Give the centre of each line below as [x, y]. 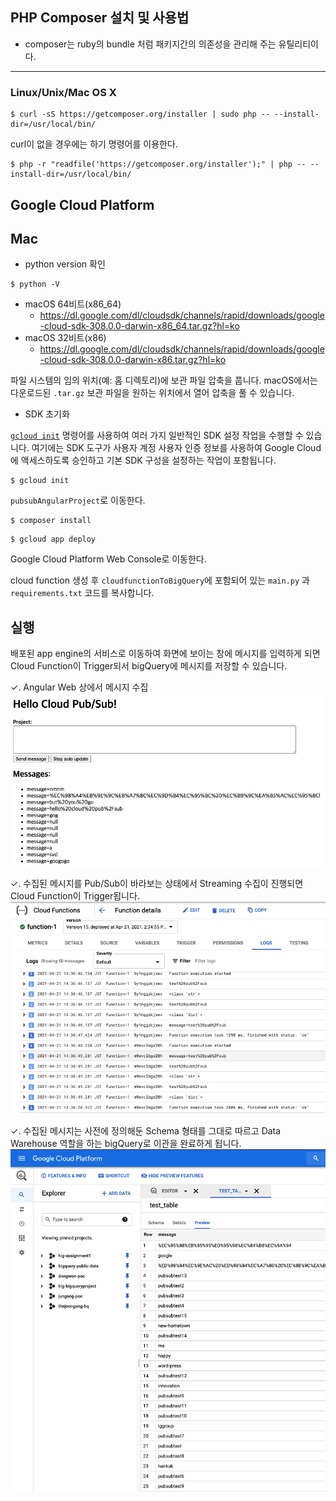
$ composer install [51, 521]
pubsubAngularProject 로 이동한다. [78, 500]
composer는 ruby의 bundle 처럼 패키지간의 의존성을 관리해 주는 [150, 44]
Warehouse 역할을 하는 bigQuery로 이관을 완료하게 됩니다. [126, 1144]
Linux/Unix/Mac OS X [63, 92]
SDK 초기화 [47, 414]
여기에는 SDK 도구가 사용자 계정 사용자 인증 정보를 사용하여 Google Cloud [176, 448]
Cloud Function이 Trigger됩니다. [75, 896]
